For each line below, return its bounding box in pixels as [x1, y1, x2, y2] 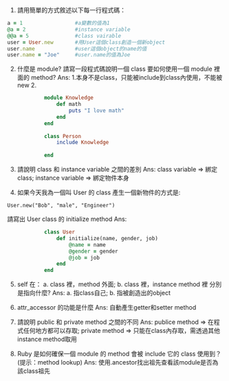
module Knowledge [43, 95, 94, 102]
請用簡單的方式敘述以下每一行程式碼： [17, 6, 126, 14]
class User [43, 229, 76, 235]
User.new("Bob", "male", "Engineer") [7, 202, 116, 209]
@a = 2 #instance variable [7, 26, 131, 33]
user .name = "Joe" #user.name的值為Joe [7, 51, 131, 58]
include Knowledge [56, 139, 109, 146]
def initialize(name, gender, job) [56, 235, 158, 242]
